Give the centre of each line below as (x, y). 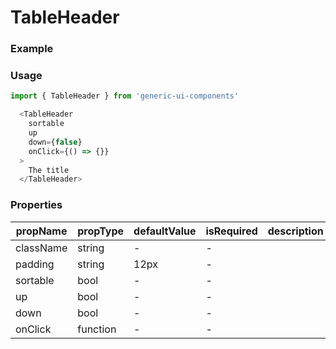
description (295, 231)
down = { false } (55, 142)
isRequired (231, 231)
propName (41, 231)
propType (101, 231)
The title (49, 170)
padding (35, 264)
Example (32, 49)
